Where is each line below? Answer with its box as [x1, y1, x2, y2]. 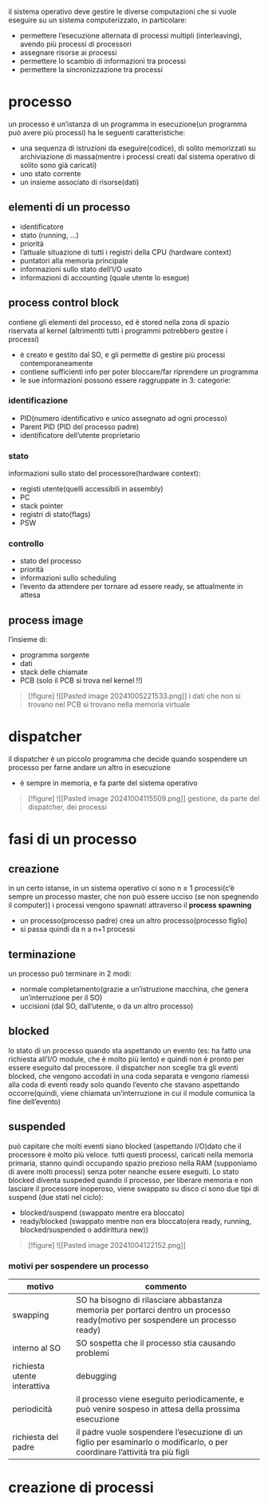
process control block [8, 296, 120, 310]
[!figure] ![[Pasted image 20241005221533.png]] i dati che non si [27, 692, 241, 701]
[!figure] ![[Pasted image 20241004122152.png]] [27, 1240, 186, 1249]
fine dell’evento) [8, 1097, 61, 1106]
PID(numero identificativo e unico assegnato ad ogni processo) [19, 413, 227, 423]
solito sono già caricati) [19, 160, 97, 170]
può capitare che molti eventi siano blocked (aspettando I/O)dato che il [8, 1141, 242, 1151]
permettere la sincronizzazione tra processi [19, 65, 164, 74]
